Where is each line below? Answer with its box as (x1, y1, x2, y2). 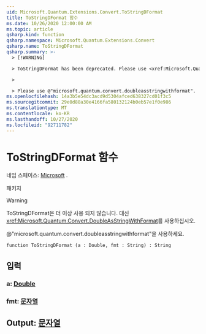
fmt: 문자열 (6, 297, 38, 305)
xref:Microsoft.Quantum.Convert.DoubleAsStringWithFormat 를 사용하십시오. (6, 217, 196, 224)
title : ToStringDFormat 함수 (6, 15, 78, 21)
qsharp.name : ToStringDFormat (6, 44, 84, 50)
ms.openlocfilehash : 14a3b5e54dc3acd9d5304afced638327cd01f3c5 (6, 93, 172, 100)
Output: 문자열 (6, 318, 61, 328)
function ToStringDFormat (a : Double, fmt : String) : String (6, 243, 172, 249)
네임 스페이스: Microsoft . (6, 172, 68, 179)
